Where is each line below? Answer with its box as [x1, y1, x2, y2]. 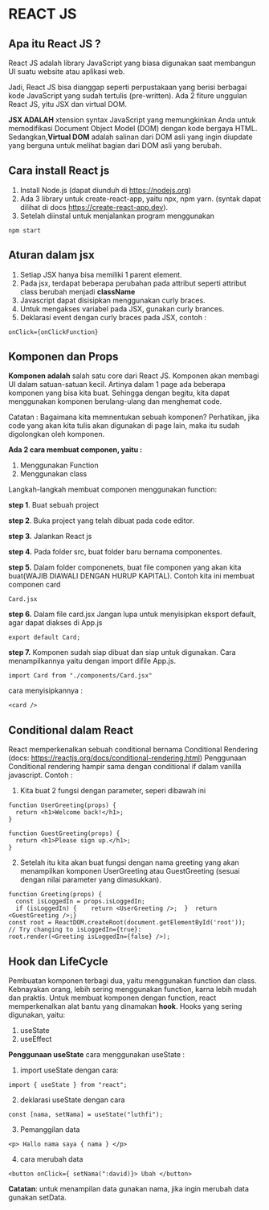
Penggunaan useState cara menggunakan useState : [8, 1050, 185, 1060]
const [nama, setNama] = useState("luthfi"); [8, 1111, 163, 1119]
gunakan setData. [8, 1192, 67, 1203]
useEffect [19, 1035, 52, 1044]
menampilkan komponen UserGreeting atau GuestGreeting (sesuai [19, 866, 240, 876]
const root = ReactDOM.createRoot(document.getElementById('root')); [8, 919, 247, 927]
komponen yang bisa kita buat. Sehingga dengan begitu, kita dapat [8, 388, 230, 398]
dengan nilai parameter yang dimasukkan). [19, 875, 162, 885]
